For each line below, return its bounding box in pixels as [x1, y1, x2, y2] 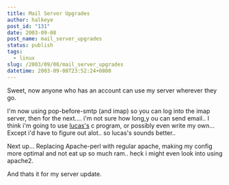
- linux [13, 55, 36, 62]
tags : [7, 49, 23, 56]
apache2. [7, 156, 34, 164]
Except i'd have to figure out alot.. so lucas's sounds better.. [7, 128, 176, 137]
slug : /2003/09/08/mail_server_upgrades [7, 61, 124, 68]
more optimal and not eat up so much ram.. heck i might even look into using [7, 149, 223, 158]
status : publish [7, 42, 53, 49]
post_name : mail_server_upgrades [7, 36, 103, 42]
